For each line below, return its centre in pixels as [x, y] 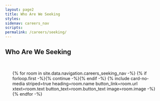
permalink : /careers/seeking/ [36, 32]
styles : [13, 19]
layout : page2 [20, 10]
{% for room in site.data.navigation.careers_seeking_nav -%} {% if [80, 73]
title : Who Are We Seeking [33, 14]
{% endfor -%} [27, 94]
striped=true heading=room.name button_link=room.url [82, 83]
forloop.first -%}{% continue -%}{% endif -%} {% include [71, 78]
